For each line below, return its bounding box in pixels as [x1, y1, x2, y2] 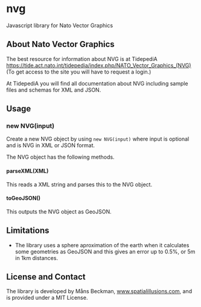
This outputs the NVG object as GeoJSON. [6, 207, 112, 215]
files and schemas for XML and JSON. [6, 86, 101, 93]
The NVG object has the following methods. [6, 153, 115, 161]
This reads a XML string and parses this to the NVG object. [6, 180, 153, 188]
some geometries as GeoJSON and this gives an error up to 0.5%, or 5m [14, 248, 196, 255]
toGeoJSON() [6, 195, 41, 202]
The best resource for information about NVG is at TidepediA [6, 55, 158, 62]
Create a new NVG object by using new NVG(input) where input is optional [6, 135, 190, 143]
